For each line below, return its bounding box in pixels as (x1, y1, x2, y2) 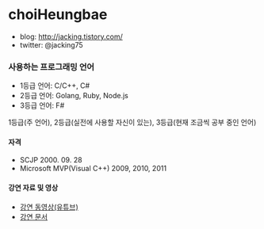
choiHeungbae (8, 6, 108, 24)
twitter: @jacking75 (19, 40, 83, 49)
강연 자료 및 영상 (8, 183, 59, 193)
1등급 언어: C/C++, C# (19, 81, 90, 90)
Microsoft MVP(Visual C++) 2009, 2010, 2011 (19, 164, 167, 174)
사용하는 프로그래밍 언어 (8, 61, 95, 72)
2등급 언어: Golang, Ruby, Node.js (19, 91, 128, 101)
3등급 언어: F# (19, 101, 65, 110)
